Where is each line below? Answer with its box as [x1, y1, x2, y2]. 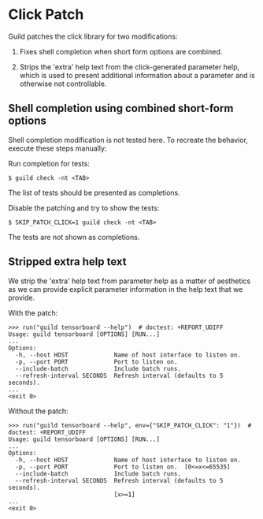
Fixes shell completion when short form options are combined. [19, 47, 223, 56]
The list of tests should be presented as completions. [8, 188, 181, 197]
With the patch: [8, 308, 58, 317]
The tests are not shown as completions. [8, 232, 140, 241]
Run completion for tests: [8, 159, 91, 168]
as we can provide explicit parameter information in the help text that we [8, 284, 243, 293]
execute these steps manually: [8, 144, 107, 153]
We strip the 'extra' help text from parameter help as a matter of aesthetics [8, 276, 250, 286]
